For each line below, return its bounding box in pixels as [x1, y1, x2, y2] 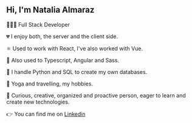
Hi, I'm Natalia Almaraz [6, 5, 95, 15]
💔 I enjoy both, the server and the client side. [6, 33, 118, 40]
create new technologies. [6, 98, 70, 105]
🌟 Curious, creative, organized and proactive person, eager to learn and [6, 91, 187, 99]
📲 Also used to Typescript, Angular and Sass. [6, 56, 120, 64]
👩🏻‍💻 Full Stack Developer [6, 21, 70, 28]
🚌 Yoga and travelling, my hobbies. [6, 80, 93, 87]
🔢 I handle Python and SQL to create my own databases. [6, 68, 148, 75]
